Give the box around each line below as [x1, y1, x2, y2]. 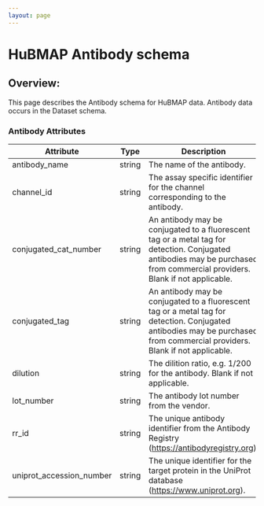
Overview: [8, 76, 60, 90]
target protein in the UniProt [148, 465, 251, 476]
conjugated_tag [12, 316, 69, 327]
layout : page [8, 11, 51, 20]
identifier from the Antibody [148, 423, 251, 434]
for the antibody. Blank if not [148, 367, 254, 379]
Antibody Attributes [8, 125, 86, 136]
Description [181, 146, 226, 157]
